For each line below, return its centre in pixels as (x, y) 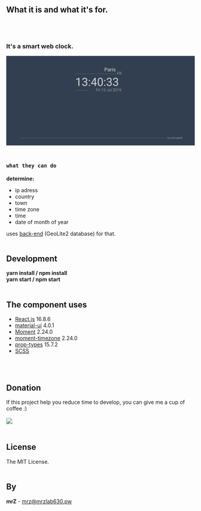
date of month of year (42, 222)
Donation (24, 388)
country (25, 196)
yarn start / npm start (33, 279)
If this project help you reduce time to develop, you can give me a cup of (96, 402)
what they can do (31, 166)
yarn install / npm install (37, 273)
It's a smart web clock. (40, 46)
